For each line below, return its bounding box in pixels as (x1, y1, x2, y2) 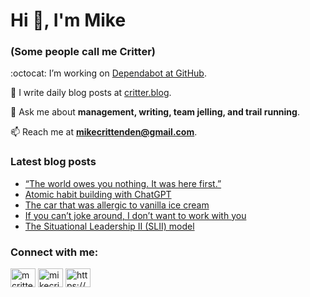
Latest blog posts (10, 155, 97, 169)
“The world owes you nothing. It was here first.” (24, 177, 222, 189)
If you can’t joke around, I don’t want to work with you (24, 209, 247, 221)
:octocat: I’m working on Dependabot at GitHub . (10, 67, 207, 79)
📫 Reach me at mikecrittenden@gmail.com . (10, 126, 198, 138)
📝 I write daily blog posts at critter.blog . (10, 87, 172, 99)
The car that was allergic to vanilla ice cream (24, 199, 210, 211)
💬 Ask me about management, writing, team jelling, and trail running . (10, 106, 300, 118)
